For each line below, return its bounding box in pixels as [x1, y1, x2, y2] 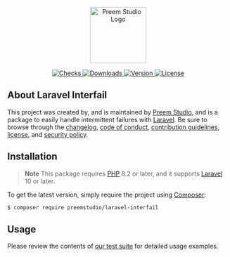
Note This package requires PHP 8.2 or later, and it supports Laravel [24, 169, 223, 178]
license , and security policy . [7, 130, 89, 138]
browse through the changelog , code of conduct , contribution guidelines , [7, 123, 220, 131]
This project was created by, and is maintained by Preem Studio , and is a [7, 107, 218, 116]
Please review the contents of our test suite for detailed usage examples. [7, 242, 219, 251]
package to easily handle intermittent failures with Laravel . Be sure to [7, 115, 207, 124]
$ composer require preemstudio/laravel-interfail [7, 204, 159, 211]
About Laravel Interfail [7, 89, 108, 101]
